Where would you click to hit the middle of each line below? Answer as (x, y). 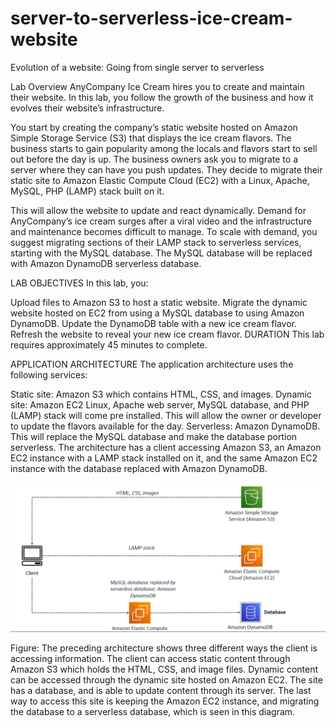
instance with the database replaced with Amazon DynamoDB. (139, 468)
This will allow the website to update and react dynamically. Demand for (158, 210)
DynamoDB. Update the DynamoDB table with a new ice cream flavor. (154, 323)
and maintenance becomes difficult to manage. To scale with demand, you (164, 231)
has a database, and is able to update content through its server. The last (161, 691)
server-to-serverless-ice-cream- (151, 18)
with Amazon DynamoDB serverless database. (106, 263)
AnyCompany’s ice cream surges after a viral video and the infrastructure (161, 221)
